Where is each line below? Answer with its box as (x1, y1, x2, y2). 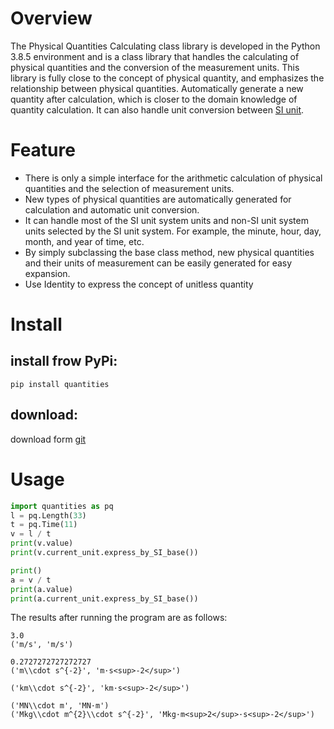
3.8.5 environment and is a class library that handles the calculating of (10, 50, 300, 62)
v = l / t (10, 529, 52, 539)
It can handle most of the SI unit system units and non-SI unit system (24, 214, 309, 226)
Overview (10, 7, 93, 30)
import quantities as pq (10, 501, 114, 511)
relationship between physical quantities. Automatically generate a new (10, 82, 304, 94)
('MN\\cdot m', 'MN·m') (10, 701, 110, 711)
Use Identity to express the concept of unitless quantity (24, 278, 254, 290)
